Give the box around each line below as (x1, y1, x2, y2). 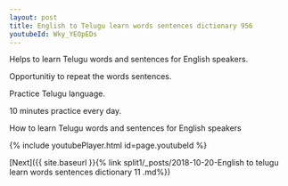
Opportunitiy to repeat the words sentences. (9, 71, 172, 82)
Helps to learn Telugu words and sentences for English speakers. (9, 54, 249, 65)
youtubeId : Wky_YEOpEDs (9, 29, 98, 38)
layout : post (9, 12, 58, 22)
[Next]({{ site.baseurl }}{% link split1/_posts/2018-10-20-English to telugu (9, 158, 279, 168)
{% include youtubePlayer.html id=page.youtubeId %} (9, 140, 208, 151)
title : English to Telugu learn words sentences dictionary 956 (9, 21, 253, 30)
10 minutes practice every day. (9, 106, 122, 117)
